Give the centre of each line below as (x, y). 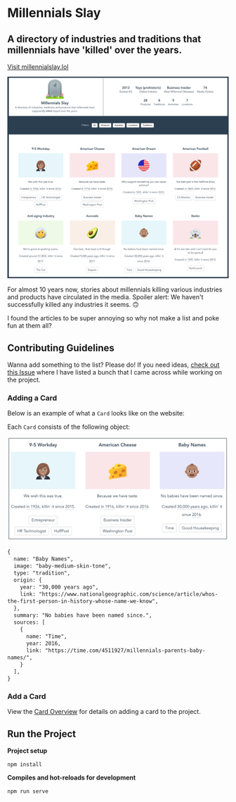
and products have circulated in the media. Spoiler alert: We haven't (105, 297)
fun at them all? (30, 326)
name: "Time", (47, 637)
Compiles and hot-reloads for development (72, 778)
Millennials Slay (54, 13)
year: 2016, (43, 644)
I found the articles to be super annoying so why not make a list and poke (113, 318)
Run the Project (41, 734)
